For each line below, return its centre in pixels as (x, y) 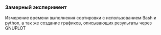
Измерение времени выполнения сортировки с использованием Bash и (81, 18)
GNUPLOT (15, 28)
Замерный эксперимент (36, 7)
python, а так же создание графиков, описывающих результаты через (79, 23)
